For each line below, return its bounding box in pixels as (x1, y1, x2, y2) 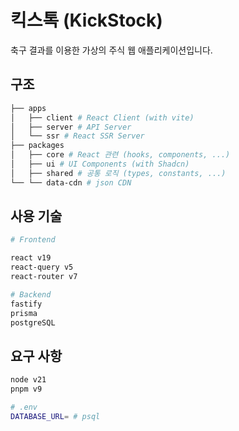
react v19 (10, 253, 52, 263)
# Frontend (10, 235, 56, 245)
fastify (10, 299, 43, 309)
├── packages (10, 141, 65, 151)
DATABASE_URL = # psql (10, 411, 101, 421)
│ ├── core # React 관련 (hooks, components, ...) (10, 150, 231, 160)
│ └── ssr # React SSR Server (10, 131, 145, 141)
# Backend (10, 289, 52, 300)
